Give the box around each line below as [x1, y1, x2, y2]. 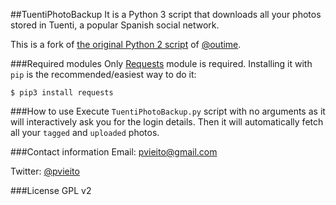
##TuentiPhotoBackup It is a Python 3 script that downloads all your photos [10, 9, 322, 20]
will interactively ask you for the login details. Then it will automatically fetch [10, 116, 324, 128]
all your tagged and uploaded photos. [10, 127, 160, 138]
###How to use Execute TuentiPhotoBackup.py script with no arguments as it [10, 105, 326, 117]
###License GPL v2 [10, 185, 92, 196]
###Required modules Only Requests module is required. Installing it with [10, 58, 313, 69]
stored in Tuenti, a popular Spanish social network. [10, 19, 220, 31]
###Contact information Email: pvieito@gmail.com [10, 146, 218, 158]
